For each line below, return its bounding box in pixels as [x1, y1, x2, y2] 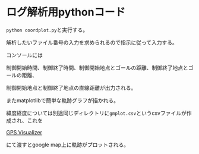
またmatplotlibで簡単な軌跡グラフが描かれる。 [6, 96, 119, 104]
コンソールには [6, 51, 43, 58]
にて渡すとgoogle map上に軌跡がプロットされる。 [6, 141, 129, 148]
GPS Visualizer [6, 128, 43, 136]
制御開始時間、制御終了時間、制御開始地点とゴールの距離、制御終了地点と [6, 64, 188, 71]
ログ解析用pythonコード [6, 5, 126, 19]
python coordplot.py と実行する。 [6, 26, 89, 33]
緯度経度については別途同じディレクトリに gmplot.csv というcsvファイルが [6, 109, 187, 117]
